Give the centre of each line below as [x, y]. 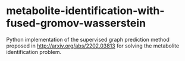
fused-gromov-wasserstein [76, 23]
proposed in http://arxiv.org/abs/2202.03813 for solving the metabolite [93, 46]
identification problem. [34, 52]
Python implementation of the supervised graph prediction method [88, 39]
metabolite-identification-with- [85, 11]
